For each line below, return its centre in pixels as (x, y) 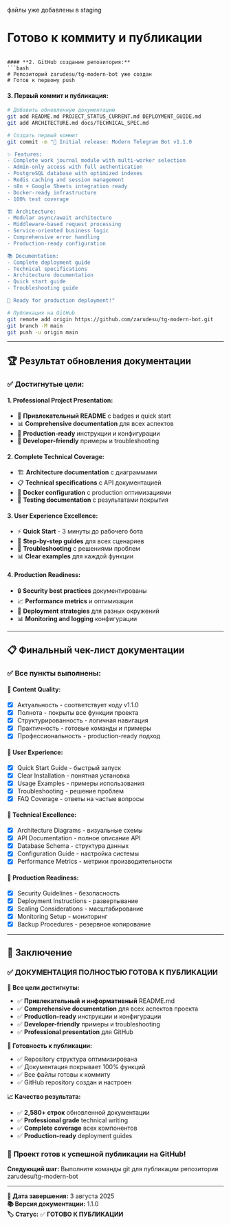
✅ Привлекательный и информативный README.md (96, 1001)
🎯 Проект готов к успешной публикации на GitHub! (97, 1154)
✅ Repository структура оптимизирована (77, 1059)
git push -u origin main (43, 332)
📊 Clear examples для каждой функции (75, 556)
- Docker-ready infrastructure (52, 192)
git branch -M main (35, 326)
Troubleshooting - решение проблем (70, 791)
